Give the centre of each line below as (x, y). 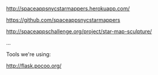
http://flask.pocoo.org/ (34, 66)
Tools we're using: (29, 54)
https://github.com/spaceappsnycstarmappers (63, 20)
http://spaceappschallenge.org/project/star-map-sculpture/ (79, 31)
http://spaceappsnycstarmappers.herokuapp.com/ (68, 9)
